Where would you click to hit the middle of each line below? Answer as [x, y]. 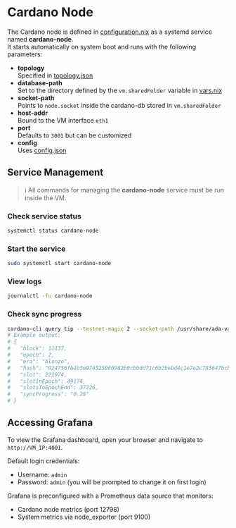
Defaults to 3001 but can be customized [74, 135]
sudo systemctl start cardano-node [59, 264]
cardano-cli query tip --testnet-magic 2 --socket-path [91, 329]
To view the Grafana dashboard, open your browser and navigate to [105, 440]
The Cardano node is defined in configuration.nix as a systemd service [110, 32]
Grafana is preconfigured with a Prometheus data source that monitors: [110, 496]
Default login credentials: [44, 461]
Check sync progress [45, 314]
